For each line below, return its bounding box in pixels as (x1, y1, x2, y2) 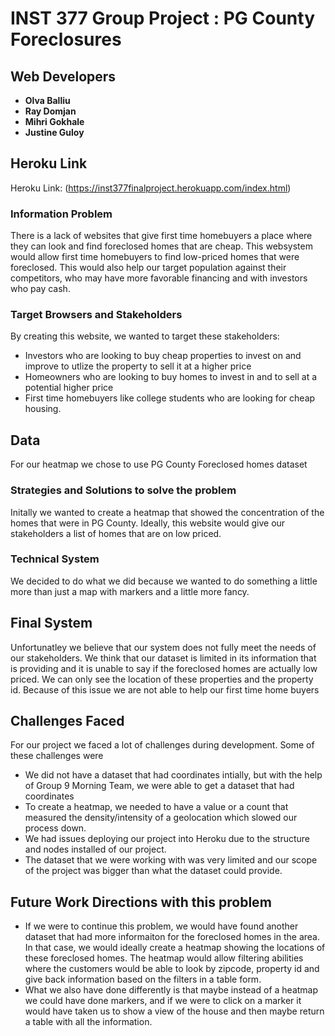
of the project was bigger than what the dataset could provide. (24, 865, 283, 877)
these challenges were (10, 750, 104, 762)
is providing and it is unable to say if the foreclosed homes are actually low (10, 662, 318, 674)
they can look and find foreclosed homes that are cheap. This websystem (10, 240, 313, 252)
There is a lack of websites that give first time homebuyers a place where (10, 230, 313, 242)
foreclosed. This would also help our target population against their (10, 262, 287, 274)
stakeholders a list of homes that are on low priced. (10, 527, 222, 539)
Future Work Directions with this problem (10, 893, 272, 911)
